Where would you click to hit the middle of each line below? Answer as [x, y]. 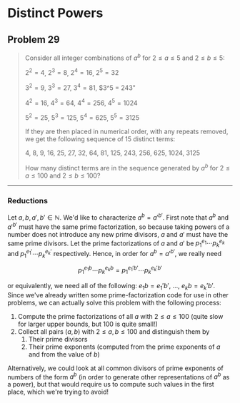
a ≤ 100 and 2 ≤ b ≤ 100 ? [62, 175]
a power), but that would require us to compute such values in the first [111, 384]
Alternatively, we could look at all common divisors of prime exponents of [115, 368]
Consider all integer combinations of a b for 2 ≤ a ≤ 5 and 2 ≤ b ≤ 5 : [125, 57]
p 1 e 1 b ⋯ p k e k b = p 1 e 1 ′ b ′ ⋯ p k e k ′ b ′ [120, 270]
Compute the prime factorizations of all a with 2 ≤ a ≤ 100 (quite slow [120, 316]
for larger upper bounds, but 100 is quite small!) [88, 324]
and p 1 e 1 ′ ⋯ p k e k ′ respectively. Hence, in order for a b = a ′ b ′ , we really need [115, 254]
